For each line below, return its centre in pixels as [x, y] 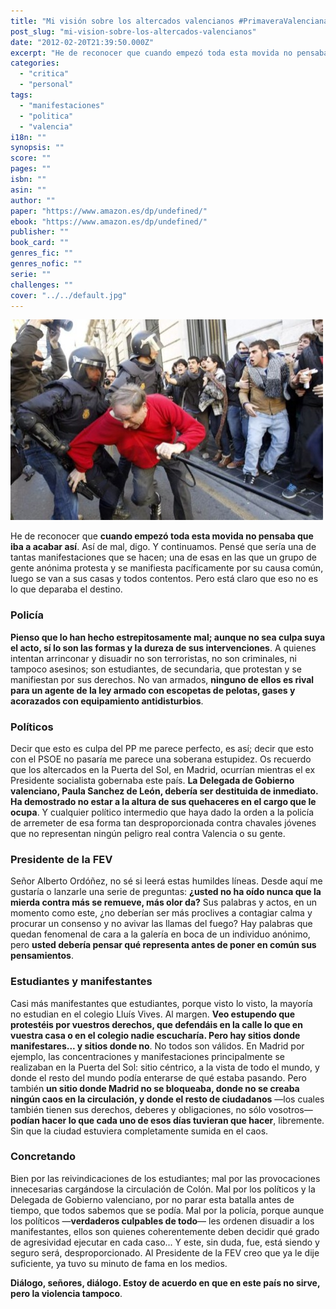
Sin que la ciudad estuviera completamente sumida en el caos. [139, 1131]
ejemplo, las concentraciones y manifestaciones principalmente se [147, 1056]
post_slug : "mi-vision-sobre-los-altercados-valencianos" [133, 31]
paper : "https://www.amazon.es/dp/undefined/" [109, 211]
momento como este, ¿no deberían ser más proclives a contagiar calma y [161, 913]
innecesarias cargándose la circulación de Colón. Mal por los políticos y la [163, 1189]
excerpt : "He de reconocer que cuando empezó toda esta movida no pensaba [169, 53]
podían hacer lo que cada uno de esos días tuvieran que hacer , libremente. [167, 1120]
